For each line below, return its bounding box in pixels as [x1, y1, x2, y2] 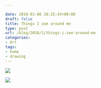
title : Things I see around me [5, 21, 71, 26]
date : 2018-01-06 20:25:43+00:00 [5, 12, 76, 17]
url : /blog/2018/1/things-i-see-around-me [5, 31, 96, 36]
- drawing [5, 54, 26, 59]
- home [5, 49, 19, 54]
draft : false [5, 16, 33, 22]
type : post [5, 26, 28, 31]
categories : [5, 35, 30, 40]
